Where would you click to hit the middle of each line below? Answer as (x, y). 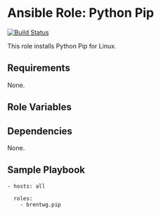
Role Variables (39, 107)
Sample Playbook (46, 170)
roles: (23, 198)
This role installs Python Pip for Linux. (62, 46)
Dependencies (40, 131)
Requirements (39, 68)
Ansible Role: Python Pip (81, 13)
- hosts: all (26, 186)
